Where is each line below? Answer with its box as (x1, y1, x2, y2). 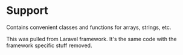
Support (6, 4, 48, 18)
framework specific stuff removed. (6, 42, 92, 49)
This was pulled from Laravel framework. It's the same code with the (6, 35, 177, 42)
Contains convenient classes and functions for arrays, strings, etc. (6, 24, 172, 31)
